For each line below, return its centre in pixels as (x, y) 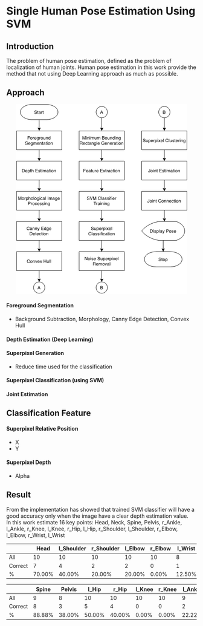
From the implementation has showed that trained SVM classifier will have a (101, 509)
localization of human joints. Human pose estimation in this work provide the (101, 67)
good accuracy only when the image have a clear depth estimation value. (97, 516)
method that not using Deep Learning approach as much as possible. (92, 73)
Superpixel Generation (35, 353)
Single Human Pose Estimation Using (101, 11)
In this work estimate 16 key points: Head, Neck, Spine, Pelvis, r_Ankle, (94, 522)
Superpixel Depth (29, 462)
